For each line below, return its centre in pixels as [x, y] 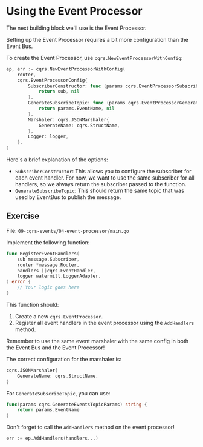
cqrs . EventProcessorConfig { [52, 80]
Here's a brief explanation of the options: [57, 160]
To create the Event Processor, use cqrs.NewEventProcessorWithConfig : [95, 58]
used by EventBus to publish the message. [68, 197]
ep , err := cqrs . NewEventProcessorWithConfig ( [66, 69]
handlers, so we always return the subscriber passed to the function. [101, 184]
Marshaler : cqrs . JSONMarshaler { [69, 119]
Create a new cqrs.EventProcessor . [59, 316]
